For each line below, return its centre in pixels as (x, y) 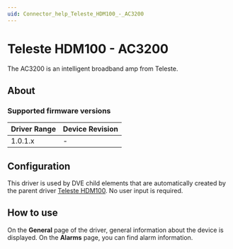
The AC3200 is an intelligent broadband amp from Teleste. (93, 69)
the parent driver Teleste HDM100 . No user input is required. (95, 191)
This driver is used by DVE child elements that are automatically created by (117, 183)
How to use (33, 213)
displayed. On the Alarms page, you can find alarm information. (100, 237)
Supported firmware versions (59, 110)
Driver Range (34, 129)
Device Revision (90, 129)
